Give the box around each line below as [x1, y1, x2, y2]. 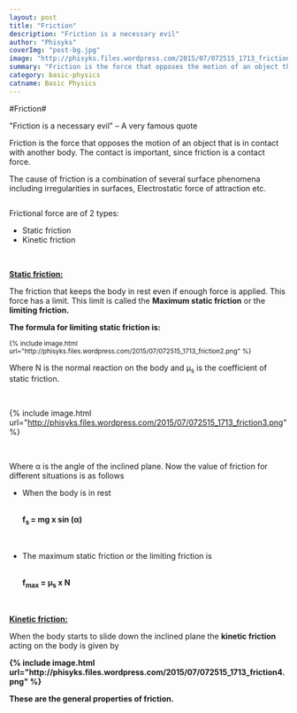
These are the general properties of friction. [9, 694, 174, 704]
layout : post [9, 12, 57, 22]
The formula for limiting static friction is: [9, 322, 161, 332]
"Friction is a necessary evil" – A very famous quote [9, 120, 198, 131]
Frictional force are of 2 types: [9, 207, 119, 218]
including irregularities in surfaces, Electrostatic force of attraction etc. [9, 182, 267, 193]
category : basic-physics [9, 71, 101, 80]
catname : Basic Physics [9, 79, 97, 88]
